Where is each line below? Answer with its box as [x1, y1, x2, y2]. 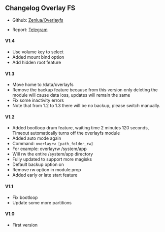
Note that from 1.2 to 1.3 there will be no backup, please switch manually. [12, 103, 161, 109]
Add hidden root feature [12, 59, 62, 66]
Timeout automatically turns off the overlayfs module [12, 130, 120, 136]
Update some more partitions [12, 199, 72, 205]
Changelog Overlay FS [5, 4, 75, 12]
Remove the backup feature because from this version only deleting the [12, 87, 158, 93]
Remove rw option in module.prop [12, 167, 81, 173]
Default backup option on [12, 161, 64, 167]
